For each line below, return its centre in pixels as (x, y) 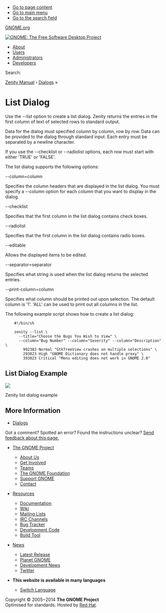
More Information (33, 411)
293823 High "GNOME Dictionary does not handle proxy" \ (83, 354)
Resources (23, 493)
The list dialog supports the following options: (52, 167)
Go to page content (32, 7)
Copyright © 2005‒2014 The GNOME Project (52, 599)
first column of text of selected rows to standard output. (63, 122)
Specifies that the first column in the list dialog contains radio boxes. (76, 235)
